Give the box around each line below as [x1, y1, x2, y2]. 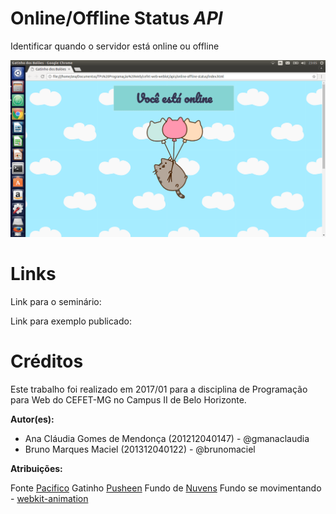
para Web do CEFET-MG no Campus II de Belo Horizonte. [10, 393, 247, 406]
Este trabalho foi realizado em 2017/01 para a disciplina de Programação [10, 383, 308, 395]
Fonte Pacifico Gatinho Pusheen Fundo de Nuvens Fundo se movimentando [10, 482, 322, 494]
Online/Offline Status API [10, 7, 223, 30]
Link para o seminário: [10, 295, 102, 307]
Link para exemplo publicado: [10, 315, 132, 327]
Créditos [10, 350, 84, 373]
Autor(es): [10, 413, 55, 425]
